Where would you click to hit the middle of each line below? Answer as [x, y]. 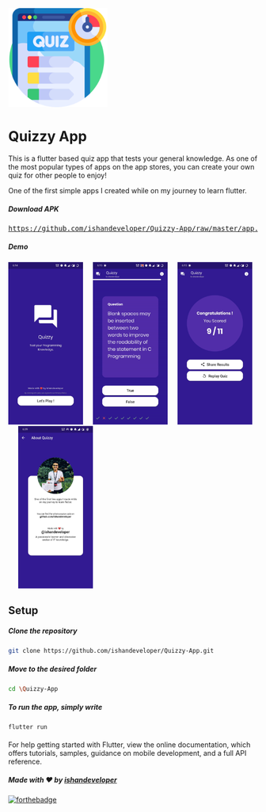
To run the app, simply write [55, 707]
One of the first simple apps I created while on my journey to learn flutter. [127, 190]
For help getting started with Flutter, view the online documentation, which [129, 745]
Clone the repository [43, 631]
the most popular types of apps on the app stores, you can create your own [131, 166]
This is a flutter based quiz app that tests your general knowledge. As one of [133, 158]
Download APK [34, 208]
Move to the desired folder [53, 669]
